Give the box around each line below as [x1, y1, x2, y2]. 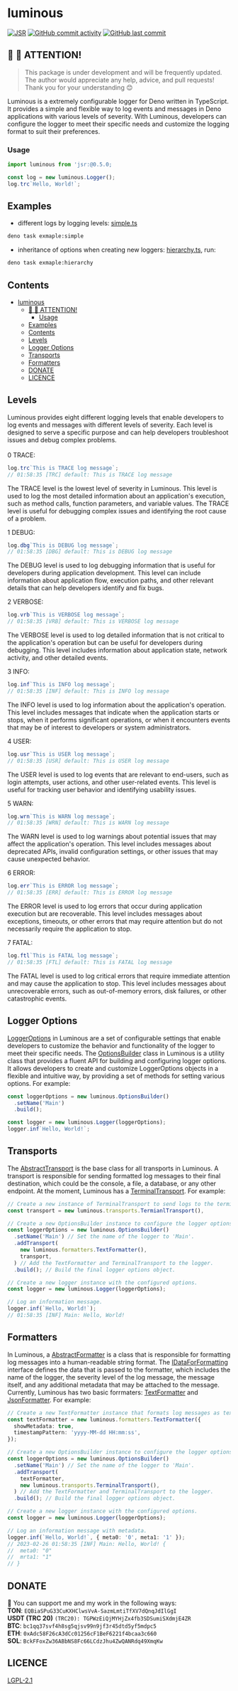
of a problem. [7, 514, 47, 523]
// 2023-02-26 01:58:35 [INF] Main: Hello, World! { [7, 1540, 166, 1547]
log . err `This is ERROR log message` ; [7, 882, 119, 890]
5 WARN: [7, 799, 34, 808]
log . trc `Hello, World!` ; [7, 180, 81, 188]
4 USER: [7, 737, 32, 745]
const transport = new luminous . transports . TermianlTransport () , [7, 1207, 204, 1214]
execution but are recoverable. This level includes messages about [7, 909, 203, 918]
